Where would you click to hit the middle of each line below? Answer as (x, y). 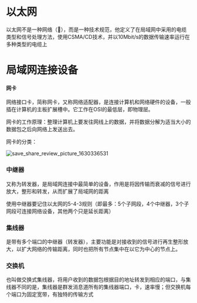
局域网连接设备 (42, 70)
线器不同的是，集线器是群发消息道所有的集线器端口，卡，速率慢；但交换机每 (98, 287)
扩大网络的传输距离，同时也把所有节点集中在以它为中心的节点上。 (101, 249)
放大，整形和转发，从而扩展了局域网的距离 (57, 191)
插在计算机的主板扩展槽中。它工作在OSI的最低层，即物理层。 (80, 109)
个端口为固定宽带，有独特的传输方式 (50, 294)
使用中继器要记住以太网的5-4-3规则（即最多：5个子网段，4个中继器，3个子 (98, 204)
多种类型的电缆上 (27, 44)
